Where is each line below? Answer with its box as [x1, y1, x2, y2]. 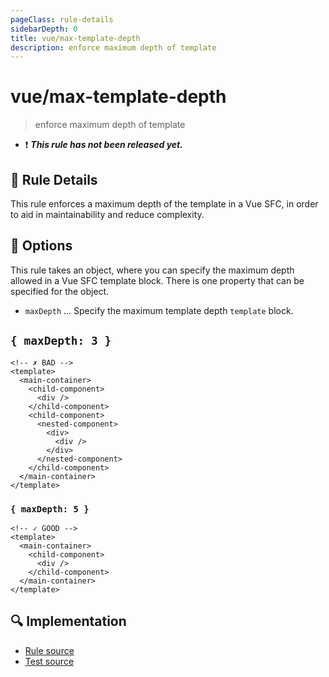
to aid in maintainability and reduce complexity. [10, 209, 205, 220]
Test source [24, 655, 75, 667]
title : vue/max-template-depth [10, 33, 141, 43]
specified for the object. [10, 285, 110, 297]
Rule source [24, 644, 75, 656]
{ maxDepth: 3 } [10, 334, 112, 348]
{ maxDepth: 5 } [10, 503, 90, 515]
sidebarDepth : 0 [10, 24, 78, 34]
